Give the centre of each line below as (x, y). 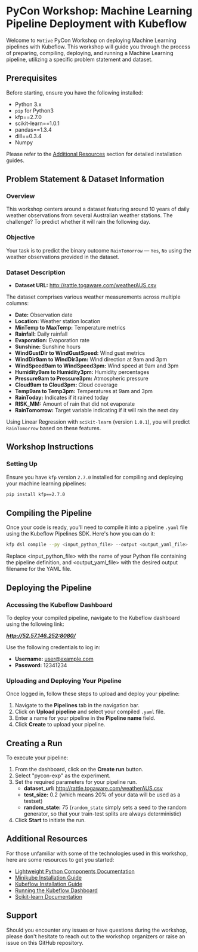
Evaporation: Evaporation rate (52, 340)
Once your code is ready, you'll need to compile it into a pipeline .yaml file (97, 527)
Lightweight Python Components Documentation (75, 871)
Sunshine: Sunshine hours (47, 347)
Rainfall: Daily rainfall (41, 334)
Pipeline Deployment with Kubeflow (97, 24)
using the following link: (35, 624)
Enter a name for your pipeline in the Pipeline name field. (85, 718)
